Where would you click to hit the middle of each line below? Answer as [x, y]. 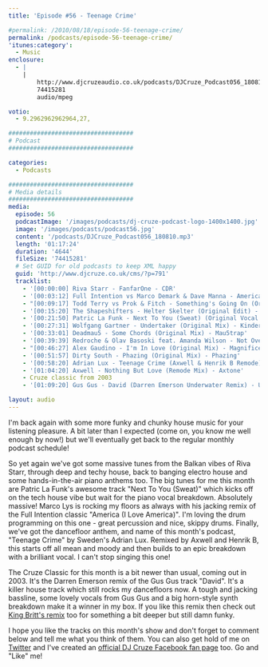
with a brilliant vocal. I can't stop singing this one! [89, 557]
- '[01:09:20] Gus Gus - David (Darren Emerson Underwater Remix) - [139, 385]
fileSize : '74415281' [51, 259]
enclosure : [26, 60]
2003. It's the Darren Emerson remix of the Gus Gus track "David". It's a [126, 581]
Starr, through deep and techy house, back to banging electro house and [128, 472]
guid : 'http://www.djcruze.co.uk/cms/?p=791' [93, 274]
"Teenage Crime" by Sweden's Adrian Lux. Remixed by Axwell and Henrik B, [134, 540]
